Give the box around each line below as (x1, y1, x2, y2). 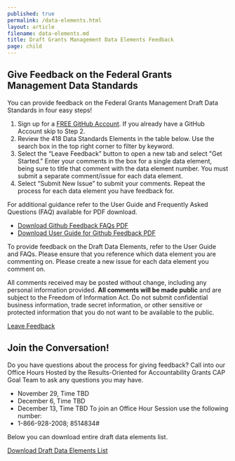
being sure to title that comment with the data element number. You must (17, 164, 229, 173)
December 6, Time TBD (17, 396, 86, 405)
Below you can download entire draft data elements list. (7, 432, 168, 441)
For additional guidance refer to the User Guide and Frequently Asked (7, 200, 208, 208)
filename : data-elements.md (7, 29, 90, 37)
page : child (7, 43, 42, 50)
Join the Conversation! (7, 342, 109, 354)
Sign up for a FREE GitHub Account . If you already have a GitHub (17, 119, 205, 128)
